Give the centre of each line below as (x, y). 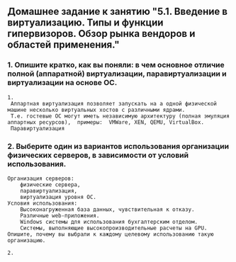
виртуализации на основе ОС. (62, 83)
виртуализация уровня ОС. (58, 197)
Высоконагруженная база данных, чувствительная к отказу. (107, 209)
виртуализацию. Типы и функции (85, 23)
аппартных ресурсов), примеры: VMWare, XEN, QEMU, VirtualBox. (106, 122)
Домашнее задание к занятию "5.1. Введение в (118, 12)
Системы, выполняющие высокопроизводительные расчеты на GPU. (114, 228)
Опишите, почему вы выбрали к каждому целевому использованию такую (111, 234)
